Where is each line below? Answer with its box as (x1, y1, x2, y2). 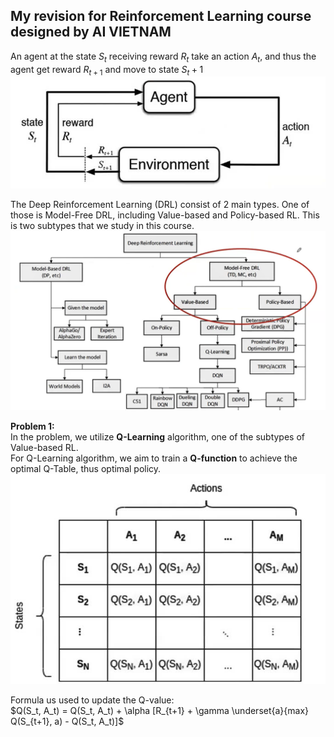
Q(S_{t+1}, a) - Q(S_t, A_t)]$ (10, 715, 125, 728)
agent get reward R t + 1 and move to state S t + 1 (10, 63, 204, 78)
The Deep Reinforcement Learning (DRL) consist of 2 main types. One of (10, 198, 310, 210)
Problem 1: (10, 420, 55, 433)
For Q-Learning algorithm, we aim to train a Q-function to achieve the (10, 452, 298, 464)
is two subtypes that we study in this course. (10, 219, 195, 231)
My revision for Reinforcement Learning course (10, 8, 312, 25)
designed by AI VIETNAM (10, 24, 172, 41)
